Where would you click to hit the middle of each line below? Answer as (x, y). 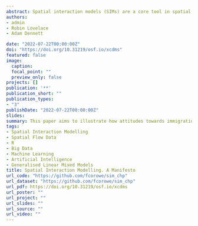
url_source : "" (25, 209)
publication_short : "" (34, 94)
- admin (16, 22)
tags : (13, 127)
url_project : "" (26, 198)
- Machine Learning (30, 154)
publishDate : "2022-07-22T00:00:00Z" (52, 110)
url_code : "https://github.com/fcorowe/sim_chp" (67, 176)
